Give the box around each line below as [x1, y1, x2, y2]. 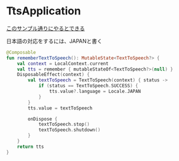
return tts [17, 144, 44, 150]
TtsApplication [6, 4, 81, 18]
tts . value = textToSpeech [28, 105, 93, 111]
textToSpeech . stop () [38, 121, 90, 127]
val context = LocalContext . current [17, 60, 109, 66]
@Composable [6, 49, 36, 55]
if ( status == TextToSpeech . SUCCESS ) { [38, 83, 138, 89]
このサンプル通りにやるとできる [6, 25, 85, 32]
